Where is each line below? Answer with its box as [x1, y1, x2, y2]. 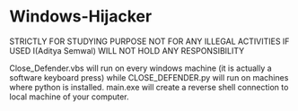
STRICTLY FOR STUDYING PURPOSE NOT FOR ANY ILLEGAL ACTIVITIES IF [9, 36, 290, 47]
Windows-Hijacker [9, 6, 153, 27]
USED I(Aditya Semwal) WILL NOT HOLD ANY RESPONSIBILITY [9, 45, 245, 55]
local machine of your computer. [9, 91, 129, 102]
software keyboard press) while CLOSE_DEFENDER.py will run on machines [9, 72, 289, 82]
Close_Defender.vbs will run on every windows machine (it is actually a [9, 63, 272, 73]
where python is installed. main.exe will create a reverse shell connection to [9, 81, 289, 92]
